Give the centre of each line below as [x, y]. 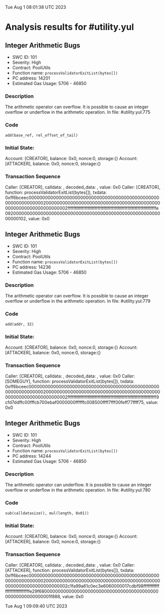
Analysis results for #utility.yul [70, 27]
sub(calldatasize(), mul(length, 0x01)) [47, 513]
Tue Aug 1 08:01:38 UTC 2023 [36, 7]
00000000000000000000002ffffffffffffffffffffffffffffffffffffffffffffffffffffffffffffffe [82, 208]
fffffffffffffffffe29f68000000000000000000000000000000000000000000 [82, 591]
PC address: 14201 [31, 78]
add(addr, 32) [20, 324]
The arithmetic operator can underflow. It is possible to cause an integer [78, 485]
